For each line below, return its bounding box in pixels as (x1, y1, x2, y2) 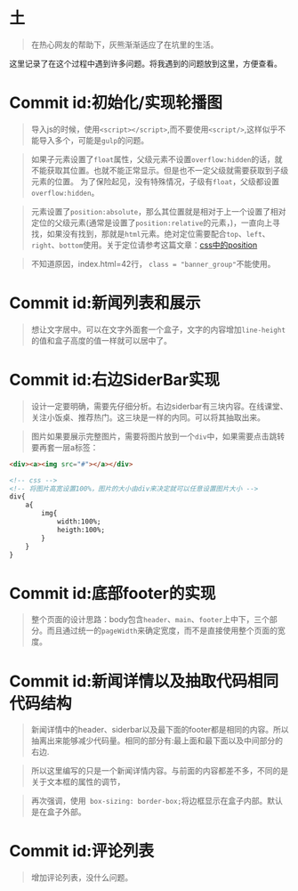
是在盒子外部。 (30, 806, 86, 817)
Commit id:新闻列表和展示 (9, 293, 202, 313)
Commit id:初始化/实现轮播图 (9, 93, 222, 113)
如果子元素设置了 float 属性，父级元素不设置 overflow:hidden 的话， (30, 153, 275, 165)
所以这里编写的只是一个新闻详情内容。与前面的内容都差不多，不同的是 (30, 765, 289, 776)
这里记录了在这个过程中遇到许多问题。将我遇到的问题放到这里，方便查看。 (9, 58, 282, 69)
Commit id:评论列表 (9, 841, 155, 862)
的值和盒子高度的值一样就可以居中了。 (30, 335, 172, 345)
